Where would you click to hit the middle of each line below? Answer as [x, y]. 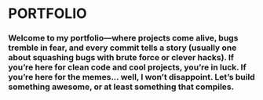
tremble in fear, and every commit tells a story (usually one [122, 48]
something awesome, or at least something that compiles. [121, 87]
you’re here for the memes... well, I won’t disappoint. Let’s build [131, 77]
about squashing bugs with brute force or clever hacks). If [121, 58]
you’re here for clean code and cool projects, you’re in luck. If [127, 67]
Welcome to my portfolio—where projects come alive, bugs [123, 38]
